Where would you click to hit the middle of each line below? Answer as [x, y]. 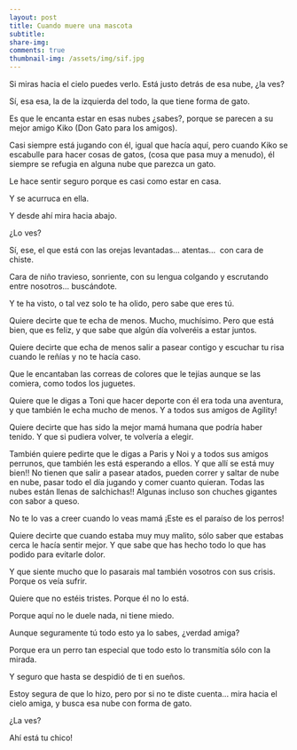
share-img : [29, 42]
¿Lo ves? [25, 233]
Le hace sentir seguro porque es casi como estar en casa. [115, 181]
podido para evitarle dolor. [58, 555]
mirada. [23, 659]
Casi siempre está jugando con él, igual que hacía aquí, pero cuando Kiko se [148, 145]
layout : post [33, 17]
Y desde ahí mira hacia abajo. [63, 215]
